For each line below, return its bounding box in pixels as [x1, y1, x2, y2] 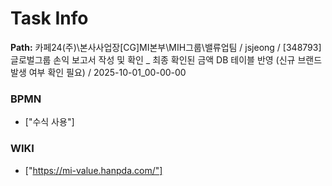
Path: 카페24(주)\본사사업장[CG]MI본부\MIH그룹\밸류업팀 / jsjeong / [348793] [10, 41, 322, 53]
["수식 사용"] [24, 116, 75, 128]
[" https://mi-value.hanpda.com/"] [24, 164, 163, 176]
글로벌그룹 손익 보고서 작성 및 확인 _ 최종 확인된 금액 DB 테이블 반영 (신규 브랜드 [10, 53, 323, 66]
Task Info [10, 7, 89, 30]
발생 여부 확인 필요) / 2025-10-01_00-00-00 [10, 66, 187, 78]
